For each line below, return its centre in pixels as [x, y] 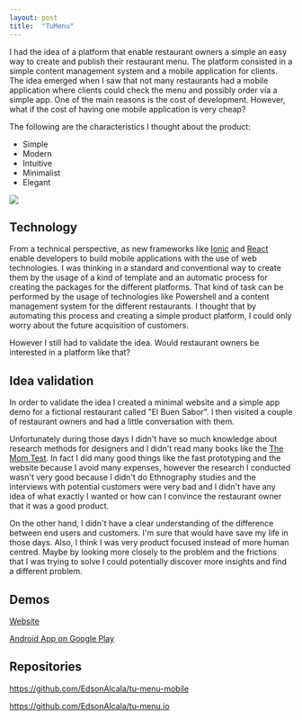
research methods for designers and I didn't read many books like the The [147, 449]
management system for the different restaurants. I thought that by [133, 306]
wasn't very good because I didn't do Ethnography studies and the [133, 477]
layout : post [34, 18]
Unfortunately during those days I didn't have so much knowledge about [143, 439]
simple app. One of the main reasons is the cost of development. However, [147, 99]
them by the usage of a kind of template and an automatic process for [138, 278]
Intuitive [37, 163]
